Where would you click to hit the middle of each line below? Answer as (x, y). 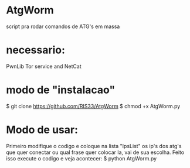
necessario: (36, 50)
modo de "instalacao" (61, 90)
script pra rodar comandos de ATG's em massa (63, 26)
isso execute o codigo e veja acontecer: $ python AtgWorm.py (82, 158)
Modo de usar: (42, 130)
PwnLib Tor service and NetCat (44, 66)
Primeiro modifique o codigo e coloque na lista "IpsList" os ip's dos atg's (94, 146)
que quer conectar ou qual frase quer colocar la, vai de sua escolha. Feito (95, 152)
